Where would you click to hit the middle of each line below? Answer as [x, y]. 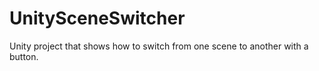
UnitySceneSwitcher [97, 18]
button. [24, 56]
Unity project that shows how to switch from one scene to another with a [159, 46]
